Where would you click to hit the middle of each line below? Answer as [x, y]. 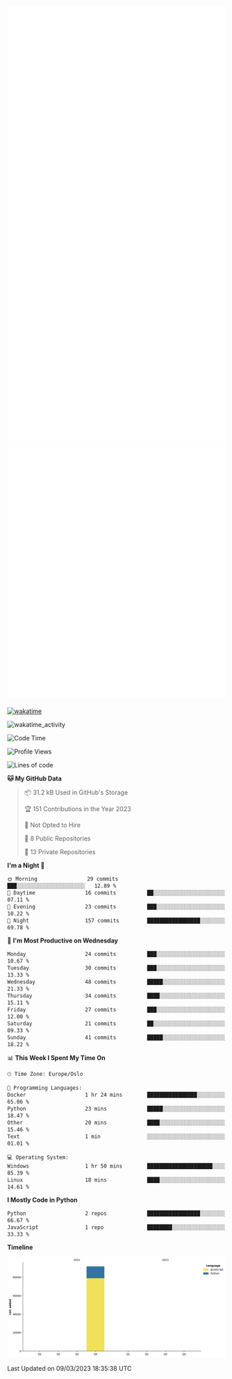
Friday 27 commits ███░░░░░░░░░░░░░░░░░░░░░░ [116, 1010]
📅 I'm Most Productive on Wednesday [63, 940]
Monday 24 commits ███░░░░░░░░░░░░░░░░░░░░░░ [116, 954]
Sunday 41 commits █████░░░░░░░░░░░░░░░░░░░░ [116, 1038]
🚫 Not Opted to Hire [52, 825]
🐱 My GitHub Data [35, 778]
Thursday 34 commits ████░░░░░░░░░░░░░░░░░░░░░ [116, 996]
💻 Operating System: [38, 1158]
